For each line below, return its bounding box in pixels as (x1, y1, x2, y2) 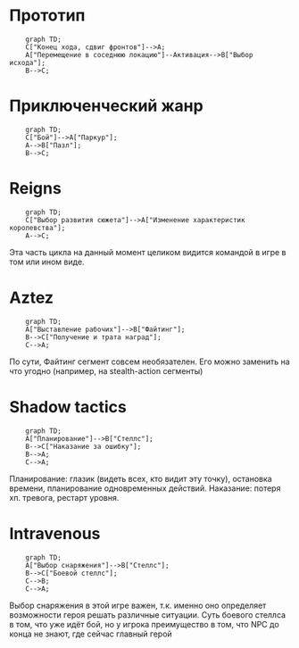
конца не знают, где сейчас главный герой (9, 628, 172, 639)
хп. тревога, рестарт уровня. (9, 492, 120, 503)
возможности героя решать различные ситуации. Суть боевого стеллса (9, 609, 287, 620)
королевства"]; (9, 223, 66, 232)
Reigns (9, 179, 62, 199)
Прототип (9, 5, 86, 26)
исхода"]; (9, 58, 46, 67)
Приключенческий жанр (9, 96, 203, 116)
